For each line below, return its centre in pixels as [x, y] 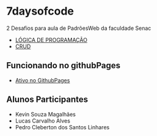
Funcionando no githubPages [64, 66]
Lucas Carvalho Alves [42, 121]
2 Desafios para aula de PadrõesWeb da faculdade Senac [79, 28]
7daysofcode [40, 11]
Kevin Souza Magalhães [46, 114]
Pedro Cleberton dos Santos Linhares [62, 127]
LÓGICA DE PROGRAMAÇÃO [51, 40]
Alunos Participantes [47, 100]
